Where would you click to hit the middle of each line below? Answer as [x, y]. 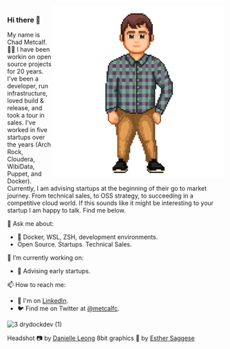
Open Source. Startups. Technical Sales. [74, 244]
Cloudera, [21, 159]
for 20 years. [25, 72]
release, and [25, 108]
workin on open [29, 57]
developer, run [28, 86]
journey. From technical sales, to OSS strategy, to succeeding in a [101, 196]
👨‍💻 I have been [29, 50]
